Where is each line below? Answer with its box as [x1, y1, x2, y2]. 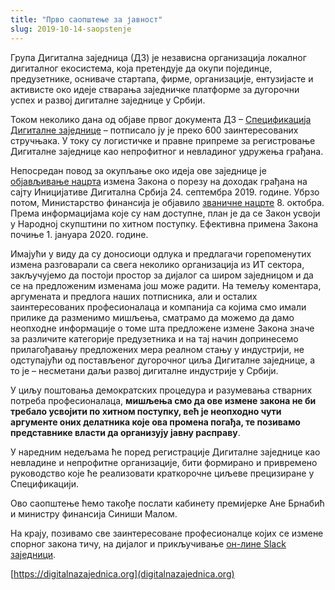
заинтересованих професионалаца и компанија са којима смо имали [10, 301, 307, 313]
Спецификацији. [10, 477, 79, 490]
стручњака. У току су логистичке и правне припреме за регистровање [10, 134, 316, 146]
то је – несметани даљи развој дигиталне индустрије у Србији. [10, 364, 279, 376]
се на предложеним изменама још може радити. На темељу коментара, [10, 279, 322, 291]
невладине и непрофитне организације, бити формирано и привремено [10, 456, 318, 468]
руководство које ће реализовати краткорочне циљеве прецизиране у [10, 467, 315, 479]
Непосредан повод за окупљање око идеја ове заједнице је [10, 164, 267, 176]
